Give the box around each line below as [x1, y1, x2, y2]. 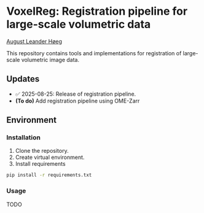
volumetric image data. [21, 56, 80, 63]
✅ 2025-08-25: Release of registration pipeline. [15, 90, 136, 98]
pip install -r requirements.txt [6, 172, 92, 179]
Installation [6, 133, 41, 142]
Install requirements [15, 160, 66, 168]
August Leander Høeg [6, 37, 63, 45]
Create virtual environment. [15, 153, 85, 161]
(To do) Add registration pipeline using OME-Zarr [15, 97, 140, 104]
